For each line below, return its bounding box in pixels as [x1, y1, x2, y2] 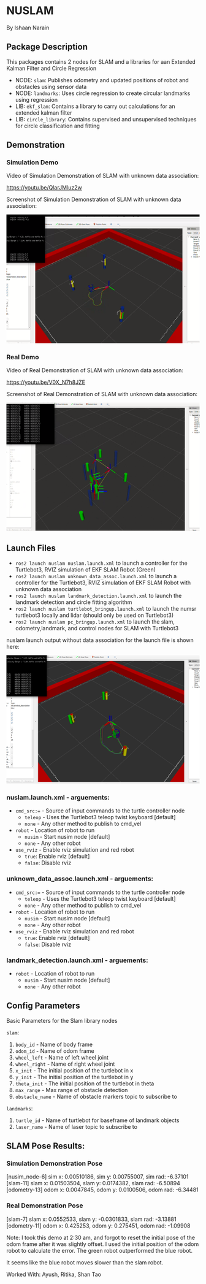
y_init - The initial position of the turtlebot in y [15, 1073, 134, 1080]
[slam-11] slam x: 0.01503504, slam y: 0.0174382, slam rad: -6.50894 [6, 1180, 181, 1187]
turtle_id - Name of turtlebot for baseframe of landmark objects [15, 1117, 180, 1124]
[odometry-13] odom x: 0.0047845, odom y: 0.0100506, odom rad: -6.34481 [6, 1186, 199, 1193]
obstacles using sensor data [15, 83, 87, 90]
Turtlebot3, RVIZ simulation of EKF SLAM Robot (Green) [15, 565, 156, 573]
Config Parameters [6, 1001, 80, 1011]
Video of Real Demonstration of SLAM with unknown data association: [6, 366, 184, 374]
